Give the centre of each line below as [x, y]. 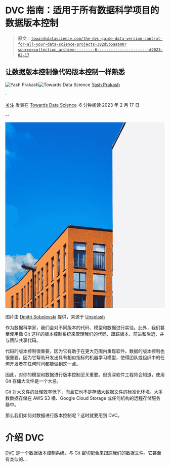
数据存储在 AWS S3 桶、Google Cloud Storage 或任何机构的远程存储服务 [85, 398]
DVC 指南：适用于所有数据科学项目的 [82, 10]
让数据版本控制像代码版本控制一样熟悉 [65, 72]
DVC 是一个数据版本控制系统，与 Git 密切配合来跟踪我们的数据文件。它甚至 [83, 453]
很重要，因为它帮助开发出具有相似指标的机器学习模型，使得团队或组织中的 [83, 357]
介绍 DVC [25, 437]
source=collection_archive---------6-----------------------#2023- [90, 50]
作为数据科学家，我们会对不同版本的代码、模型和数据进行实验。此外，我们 [83, 327]
